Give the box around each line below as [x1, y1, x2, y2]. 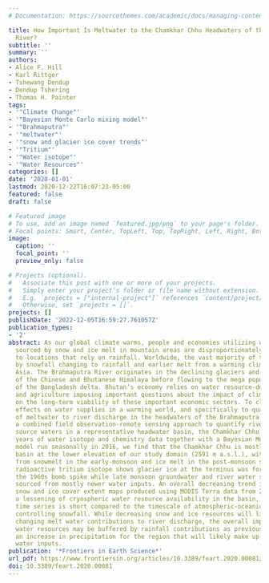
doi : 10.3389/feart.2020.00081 [8, 562, 113, 570]
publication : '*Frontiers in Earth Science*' [8, 547, 163, 556]
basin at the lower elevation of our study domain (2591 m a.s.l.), [15, 450, 249, 458]
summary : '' [8, 49, 48, 57]
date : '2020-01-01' [8, 176, 74, 184]
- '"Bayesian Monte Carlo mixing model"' [8, 115, 149, 124]
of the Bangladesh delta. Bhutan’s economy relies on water [15, 383, 220, 391]
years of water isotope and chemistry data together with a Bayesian [15, 435, 252, 443]
